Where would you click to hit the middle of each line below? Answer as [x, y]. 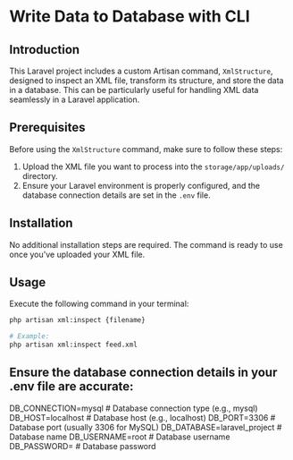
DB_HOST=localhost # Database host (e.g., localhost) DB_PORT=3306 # [142, 417]
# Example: [29, 336]
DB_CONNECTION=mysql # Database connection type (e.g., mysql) [134, 408]
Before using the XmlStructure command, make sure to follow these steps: [146, 149]
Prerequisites [47, 128]
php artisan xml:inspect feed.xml [74, 345]
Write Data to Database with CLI [130, 17]
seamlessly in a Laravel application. [75, 99]
